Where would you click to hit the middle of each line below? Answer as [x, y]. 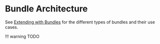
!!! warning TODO [22, 36]
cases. [12, 27]
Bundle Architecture [46, 9]
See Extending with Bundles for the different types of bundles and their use [80, 22]
